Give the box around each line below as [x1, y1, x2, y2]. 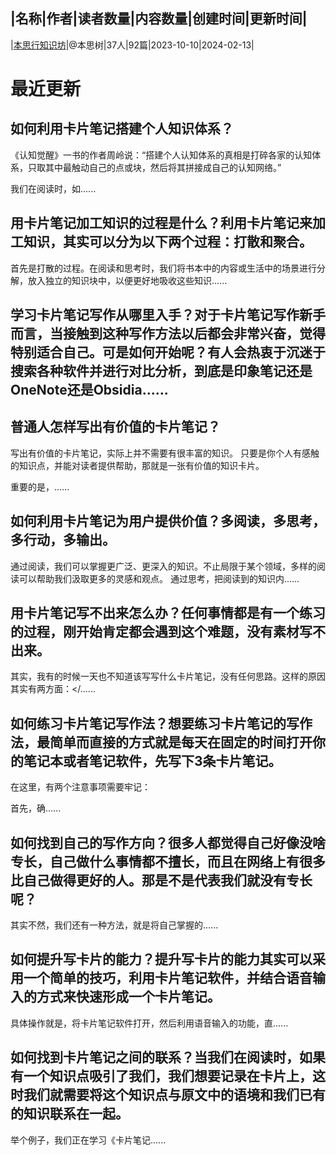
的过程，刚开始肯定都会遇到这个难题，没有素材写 [10, 624, 313, 641]
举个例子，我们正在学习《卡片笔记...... [10, 1134, 167, 1146]
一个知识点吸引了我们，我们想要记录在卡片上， [23, 1068, 313, 1085]
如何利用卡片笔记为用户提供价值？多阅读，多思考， [10, 513, 326, 530]
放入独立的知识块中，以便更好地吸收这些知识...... [27, 274, 228, 286]
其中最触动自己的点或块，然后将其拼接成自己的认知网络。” [44, 161, 282, 173]
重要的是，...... [10, 480, 70, 493]
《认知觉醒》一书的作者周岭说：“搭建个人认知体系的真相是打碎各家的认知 [10, 149, 313, 161]
